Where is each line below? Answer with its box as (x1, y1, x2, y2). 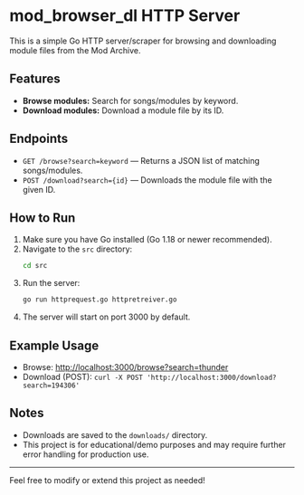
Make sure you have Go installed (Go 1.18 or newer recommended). (22, 234, 273, 245)
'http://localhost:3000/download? (146, 373, 278, 382)
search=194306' (22, 381, 81, 390)
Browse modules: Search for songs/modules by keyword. (22, 95, 239, 106)
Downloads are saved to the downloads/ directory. (22, 429, 208, 440)
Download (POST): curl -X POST (22, 371, 143, 382)
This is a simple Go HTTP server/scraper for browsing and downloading (9, 35, 277, 46)
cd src (22, 262, 48, 271)
